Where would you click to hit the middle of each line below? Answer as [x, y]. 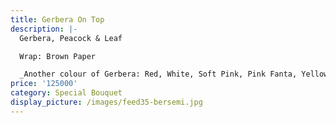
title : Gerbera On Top [57, 19]
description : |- [44, 29]
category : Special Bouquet [66, 93]
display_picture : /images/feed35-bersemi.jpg [106, 102]
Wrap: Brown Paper [58, 56]
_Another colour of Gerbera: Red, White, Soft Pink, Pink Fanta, [158, 74]
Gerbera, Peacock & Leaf [71, 38]
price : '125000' [44, 84]
